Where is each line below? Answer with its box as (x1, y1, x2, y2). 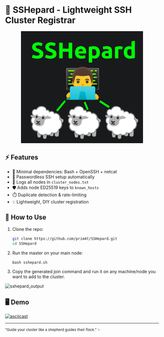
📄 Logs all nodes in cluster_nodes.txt (12, 179, 89, 185)
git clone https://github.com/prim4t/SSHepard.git (12, 236, 118, 241)
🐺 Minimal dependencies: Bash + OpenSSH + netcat (12, 168, 117, 174)
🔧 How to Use (5, 213, 46, 222)
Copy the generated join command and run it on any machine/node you (12, 269, 156, 275)
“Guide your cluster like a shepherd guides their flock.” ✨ (5, 327, 101, 333)
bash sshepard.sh (12, 260, 48, 265)
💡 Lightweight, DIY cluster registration (12, 199, 89, 205)
